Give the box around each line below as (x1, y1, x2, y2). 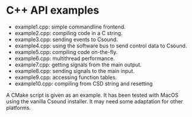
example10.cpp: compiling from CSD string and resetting (14, 80, 153, 87)
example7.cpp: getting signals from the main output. (14, 61, 142, 68)
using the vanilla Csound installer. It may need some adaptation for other (6, 97, 184, 105)
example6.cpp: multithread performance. (14, 55, 116, 62)
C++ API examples (6, 4, 100, 17)
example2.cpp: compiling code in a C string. (14, 29, 123, 36)
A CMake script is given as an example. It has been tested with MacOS (6, 91, 179, 99)
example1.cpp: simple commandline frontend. (14, 23, 126, 30)
